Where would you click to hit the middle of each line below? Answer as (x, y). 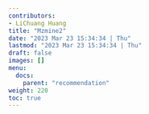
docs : (25, 75)
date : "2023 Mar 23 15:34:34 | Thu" (70, 38)
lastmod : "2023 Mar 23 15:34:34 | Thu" (75, 46)
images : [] (27, 61)
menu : (17, 68)
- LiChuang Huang (37, 23)
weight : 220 (28, 90)
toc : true (25, 98)
